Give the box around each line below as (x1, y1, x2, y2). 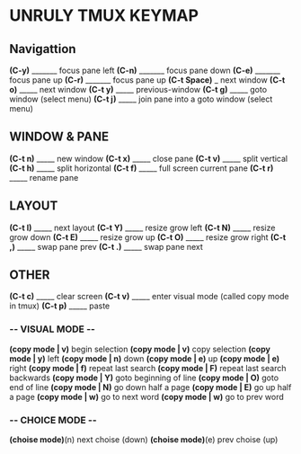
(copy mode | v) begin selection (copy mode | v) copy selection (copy (9, 343, 271, 354)
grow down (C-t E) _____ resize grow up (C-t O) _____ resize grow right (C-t (9, 231, 287, 243)
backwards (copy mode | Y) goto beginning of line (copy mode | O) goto (9, 372, 279, 383)
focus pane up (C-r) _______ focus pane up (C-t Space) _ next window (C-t (9, 75, 286, 85)
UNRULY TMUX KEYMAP (9, 5, 199, 26)
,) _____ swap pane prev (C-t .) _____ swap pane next (9, 241, 204, 252)
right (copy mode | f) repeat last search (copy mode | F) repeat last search (9, 362, 287, 373)
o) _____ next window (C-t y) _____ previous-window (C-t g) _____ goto (9, 85, 268, 94)
